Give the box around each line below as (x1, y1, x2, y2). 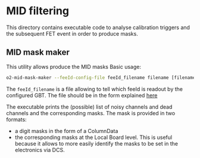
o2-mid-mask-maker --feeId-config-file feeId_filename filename (6, 74, 169, 81)
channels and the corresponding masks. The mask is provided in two (6, 109, 176, 116)
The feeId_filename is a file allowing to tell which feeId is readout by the (6, 85, 183, 93)
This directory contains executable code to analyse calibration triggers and (6, 24, 190, 31)
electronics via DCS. (14, 146, 65, 153)
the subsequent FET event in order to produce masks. (6, 30, 138, 37)
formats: (6, 116, 27, 123)
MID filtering (6, 4, 70, 18)
